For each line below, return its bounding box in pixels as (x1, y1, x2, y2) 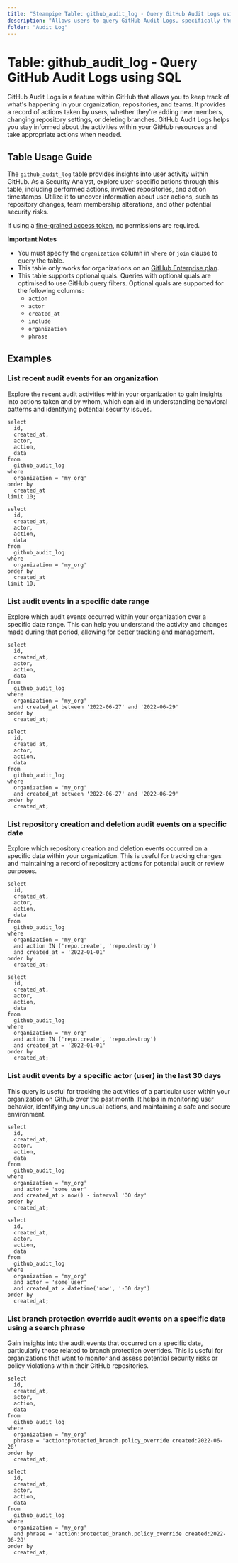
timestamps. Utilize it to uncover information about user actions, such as (7, 192, 219, 201)
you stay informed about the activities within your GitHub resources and (7, 123, 217, 131)
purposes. (7, 867, 38, 875)
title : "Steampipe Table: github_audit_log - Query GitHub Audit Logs (7, 10, 220, 18)
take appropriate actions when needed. (7, 131, 123, 139)
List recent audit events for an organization (7, 373, 159, 383)
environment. (7, 1109, 46, 1118)
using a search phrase (7, 1322, 86, 1332)
